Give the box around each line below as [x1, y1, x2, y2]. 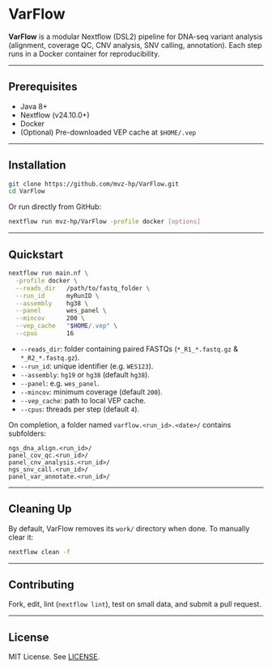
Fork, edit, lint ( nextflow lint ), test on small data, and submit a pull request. [8, 599, 261, 609]
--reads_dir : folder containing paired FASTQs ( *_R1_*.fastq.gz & [19, 343, 239, 353]
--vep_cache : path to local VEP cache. [19, 395, 147, 405]
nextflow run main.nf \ [8, 269, 89, 277]
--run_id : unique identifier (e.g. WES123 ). [19, 361, 154, 371]
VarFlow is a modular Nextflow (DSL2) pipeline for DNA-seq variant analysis [8, 32, 263, 41]
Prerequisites [8, 80, 78, 94]
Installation [8, 159, 66, 173]
